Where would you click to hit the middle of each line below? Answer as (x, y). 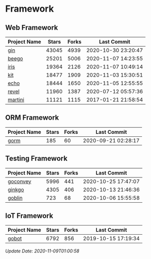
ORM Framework (32, 118)
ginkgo (16, 190)
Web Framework (32, 28)
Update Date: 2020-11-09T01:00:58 (42, 251)
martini (16, 100)
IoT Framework (29, 216)
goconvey (20, 181)
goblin (15, 198)
